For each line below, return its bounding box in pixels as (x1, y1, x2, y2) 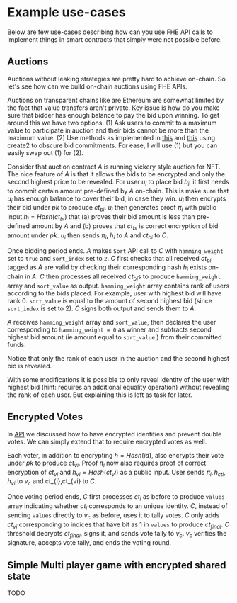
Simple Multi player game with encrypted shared (7, 559, 226, 571)
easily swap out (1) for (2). (7, 148, 83, 157)
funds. (7, 340, 26, 349)
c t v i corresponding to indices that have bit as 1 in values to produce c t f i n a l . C (7, 520, 230, 530)
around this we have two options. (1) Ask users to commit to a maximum (7, 118, 217, 127)
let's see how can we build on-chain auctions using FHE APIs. (7, 82, 187, 91)
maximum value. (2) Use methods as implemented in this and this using (7, 133, 216, 142)
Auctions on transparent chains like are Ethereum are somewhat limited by (7, 96, 224, 104)
